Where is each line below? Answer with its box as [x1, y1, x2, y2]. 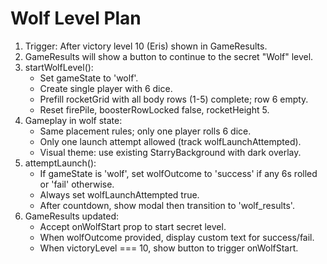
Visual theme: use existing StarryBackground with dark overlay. [39, 146, 302, 158]
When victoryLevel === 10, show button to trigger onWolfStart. [39, 242, 299, 254]
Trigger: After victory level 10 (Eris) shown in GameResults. [24, 40, 268, 52]
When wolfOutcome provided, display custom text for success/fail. [39, 231, 315, 243]
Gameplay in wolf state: [24, 114, 123, 126]
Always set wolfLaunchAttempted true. [39, 188, 200, 201]
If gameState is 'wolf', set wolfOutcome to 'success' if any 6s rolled [39, 167, 318, 179]
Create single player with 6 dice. [39, 82, 173, 94]
